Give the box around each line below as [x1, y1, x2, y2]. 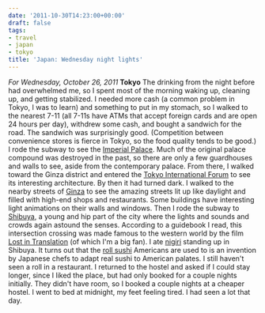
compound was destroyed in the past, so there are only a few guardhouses [8, 153, 253, 162]
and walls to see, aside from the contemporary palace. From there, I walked [8, 161, 255, 171]
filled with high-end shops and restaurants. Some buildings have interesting [8, 194, 255, 204]
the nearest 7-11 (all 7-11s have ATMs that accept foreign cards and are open [8, 111, 257, 120]
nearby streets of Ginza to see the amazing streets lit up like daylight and [8, 187, 247, 196]
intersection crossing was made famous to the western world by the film [8, 228, 244, 238]
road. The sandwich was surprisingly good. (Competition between [8, 127, 224, 137]
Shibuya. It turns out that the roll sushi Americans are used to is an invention [8, 245, 257, 255]
